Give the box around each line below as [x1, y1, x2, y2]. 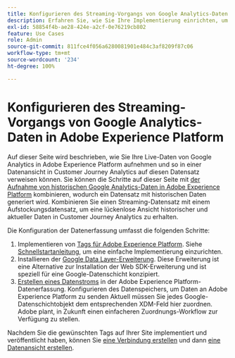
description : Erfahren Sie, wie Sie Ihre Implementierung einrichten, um [7, 17, 229, 24]
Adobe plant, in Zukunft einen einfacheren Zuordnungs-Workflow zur [17, 307, 218, 316]
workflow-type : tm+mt [7, 50, 71, 57]
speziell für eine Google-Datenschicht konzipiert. [17, 269, 160, 278]
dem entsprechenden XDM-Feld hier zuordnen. [75, 300, 213, 308]
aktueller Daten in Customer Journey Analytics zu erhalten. [7, 212, 179, 221]
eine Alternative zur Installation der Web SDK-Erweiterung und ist [17, 262, 207, 271]
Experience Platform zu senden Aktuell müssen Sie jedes [17, 292, 183, 300]
